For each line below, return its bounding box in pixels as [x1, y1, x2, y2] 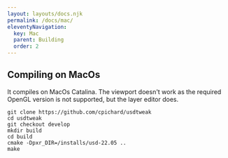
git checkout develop [7, 121, 71, 128]
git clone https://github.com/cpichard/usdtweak [7, 108, 152, 116]
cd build [7, 133, 33, 140]
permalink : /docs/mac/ [7, 17, 73, 24]
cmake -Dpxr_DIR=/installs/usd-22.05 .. [7, 139, 127, 146]
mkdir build [7, 127, 42, 134]
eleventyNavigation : [7, 23, 68, 30]
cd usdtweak [7, 114, 42, 121]
